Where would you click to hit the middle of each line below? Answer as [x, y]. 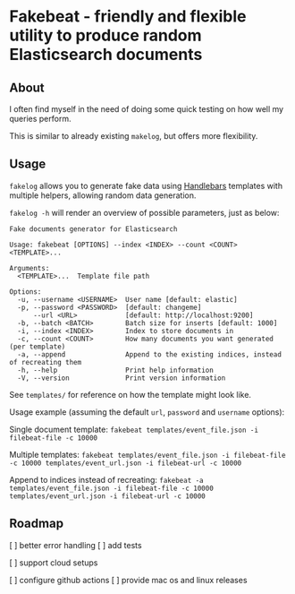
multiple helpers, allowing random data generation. [103, 195]
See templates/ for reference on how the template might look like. [131, 394]
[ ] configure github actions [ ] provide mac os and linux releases [128, 580]
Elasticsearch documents [106, 55]
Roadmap [37, 524]
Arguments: [29, 268]
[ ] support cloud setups [54, 563]
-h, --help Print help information [116, 370]
